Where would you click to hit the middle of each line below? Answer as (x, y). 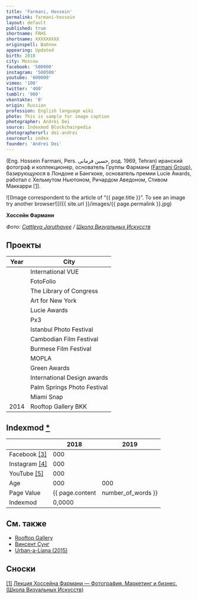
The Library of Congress (64, 291)
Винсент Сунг (32, 544)
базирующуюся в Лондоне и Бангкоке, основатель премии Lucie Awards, (99, 173)
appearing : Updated (30, 50)
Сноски (21, 569)
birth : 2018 (21, 56)
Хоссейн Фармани (30, 215)
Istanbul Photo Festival (62, 329)
